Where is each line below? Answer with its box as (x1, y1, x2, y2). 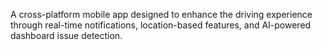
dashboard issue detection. (10, 30, 123, 41)
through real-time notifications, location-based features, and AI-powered (10, 19, 312, 31)
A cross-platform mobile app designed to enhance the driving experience (10, 9, 313, 20)
